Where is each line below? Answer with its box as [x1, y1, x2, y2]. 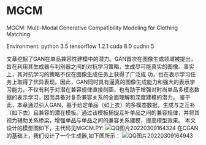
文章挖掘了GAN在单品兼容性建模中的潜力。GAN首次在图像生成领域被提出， [6, 55, 196, 62]
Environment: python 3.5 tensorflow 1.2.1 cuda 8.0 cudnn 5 [6, 42, 154, 50]
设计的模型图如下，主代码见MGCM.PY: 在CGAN [6, 124, 199, 131]
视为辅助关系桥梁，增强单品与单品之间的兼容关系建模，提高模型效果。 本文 [6, 116, 196, 123]
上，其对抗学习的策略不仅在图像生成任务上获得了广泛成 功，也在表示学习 [6, 70, 191, 77]
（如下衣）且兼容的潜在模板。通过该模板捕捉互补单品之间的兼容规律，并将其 [6, 109, 200, 116]
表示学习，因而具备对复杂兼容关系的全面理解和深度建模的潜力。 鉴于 [17, 93, 191, 101]
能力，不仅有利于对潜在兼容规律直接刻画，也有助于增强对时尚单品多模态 [11, 85, 194, 93]
